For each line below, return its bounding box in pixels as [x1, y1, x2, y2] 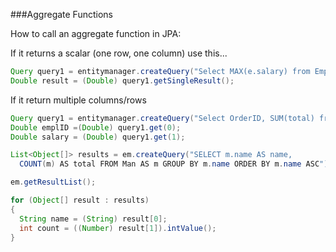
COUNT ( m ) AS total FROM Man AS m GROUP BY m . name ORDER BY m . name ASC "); [19, 159, 333, 169]
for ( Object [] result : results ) [10, 195, 150, 205]
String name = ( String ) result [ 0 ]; [19, 214, 168, 224]
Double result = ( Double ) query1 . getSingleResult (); [10, 75, 235, 86]
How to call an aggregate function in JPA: [10, 28, 182, 39]
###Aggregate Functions [10, 9, 113, 20]
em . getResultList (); [10, 177, 97, 188]
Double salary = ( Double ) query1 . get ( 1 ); [10, 132, 186, 142]
